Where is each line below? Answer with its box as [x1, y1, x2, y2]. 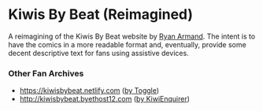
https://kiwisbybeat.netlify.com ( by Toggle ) [19, 86, 160, 95]
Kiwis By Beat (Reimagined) [8, 6, 194, 24]
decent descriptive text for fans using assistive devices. [8, 48, 189, 57]
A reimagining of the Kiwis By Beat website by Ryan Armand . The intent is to [8, 31, 256, 41]
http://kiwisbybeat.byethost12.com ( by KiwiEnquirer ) [19, 94, 191, 104]
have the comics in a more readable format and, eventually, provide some [8, 39, 246, 49]
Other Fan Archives [8, 68, 84, 79]
